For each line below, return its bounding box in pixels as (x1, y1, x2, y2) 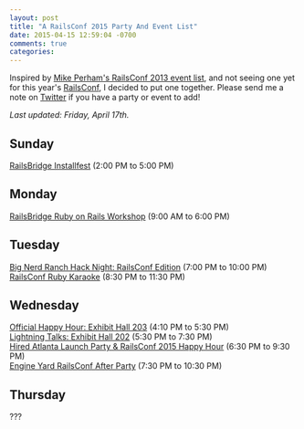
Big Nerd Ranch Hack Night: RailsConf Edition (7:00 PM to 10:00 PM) (9, 261, 267, 272)
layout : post (9, 13, 59, 23)
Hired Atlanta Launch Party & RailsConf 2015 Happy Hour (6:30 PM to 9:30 (9, 341, 290, 352)
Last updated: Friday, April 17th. (9, 110, 130, 120)
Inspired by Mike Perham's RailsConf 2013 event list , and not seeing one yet (9, 72, 295, 83)
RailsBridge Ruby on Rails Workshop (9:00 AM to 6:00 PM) (9, 211, 230, 222)
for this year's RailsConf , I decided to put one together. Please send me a (9, 82, 285, 93)
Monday (9, 186, 58, 202)
